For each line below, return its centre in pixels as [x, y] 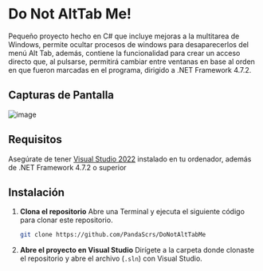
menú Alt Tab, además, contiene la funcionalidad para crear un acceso [124, 53]
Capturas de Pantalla [61, 96]
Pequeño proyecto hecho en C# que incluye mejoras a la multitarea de [124, 36]
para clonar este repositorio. [66, 220]
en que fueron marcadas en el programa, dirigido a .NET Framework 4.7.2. [130, 70]
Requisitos [35, 139]
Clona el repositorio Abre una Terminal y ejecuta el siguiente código [132, 212]
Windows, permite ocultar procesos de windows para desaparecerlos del [129, 44]
